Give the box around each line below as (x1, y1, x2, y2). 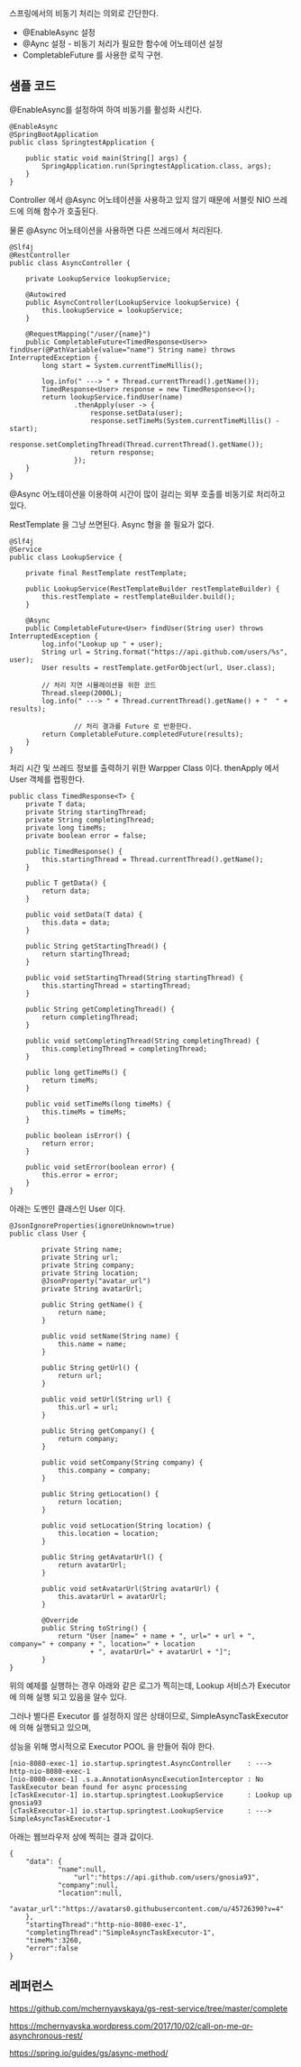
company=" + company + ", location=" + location (9, 1640, 196, 1649)
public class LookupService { (9, 553, 123, 562)
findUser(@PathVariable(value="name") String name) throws (9, 345, 236, 354)
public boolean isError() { (25, 1131, 131, 1140)
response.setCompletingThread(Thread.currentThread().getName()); (9, 440, 264, 449)
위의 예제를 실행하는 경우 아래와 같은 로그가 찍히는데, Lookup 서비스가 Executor (9, 1680, 291, 1691)
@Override (41, 1615, 78, 1625)
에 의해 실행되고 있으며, (9, 1722, 92, 1732)
